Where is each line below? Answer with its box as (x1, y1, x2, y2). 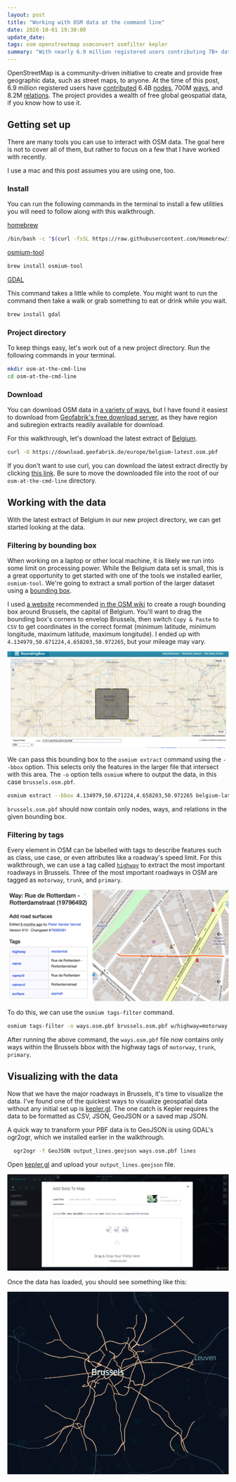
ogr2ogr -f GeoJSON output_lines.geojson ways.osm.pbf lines (13, 1147, 197, 1154)
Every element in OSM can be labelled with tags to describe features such (7, 846, 222, 854)
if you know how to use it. (7, 99, 82, 107)
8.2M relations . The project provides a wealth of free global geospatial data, (7, 91, 227, 99)
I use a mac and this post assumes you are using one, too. (7, 166, 176, 175)
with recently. (7, 152, 47, 161)
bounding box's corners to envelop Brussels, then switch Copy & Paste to (7, 615, 219, 623)
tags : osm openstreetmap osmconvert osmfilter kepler (7, 41, 169, 49)
